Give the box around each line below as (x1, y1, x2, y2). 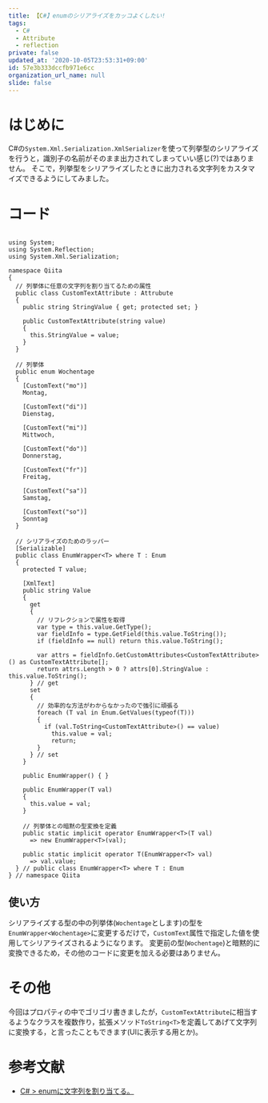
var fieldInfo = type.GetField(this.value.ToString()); (37, 630, 227, 638)
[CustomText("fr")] (22, 466, 88, 474)
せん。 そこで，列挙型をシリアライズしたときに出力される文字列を (8, 163, 227, 173)
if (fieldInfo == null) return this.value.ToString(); (37, 638, 224, 646)
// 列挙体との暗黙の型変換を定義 (22, 823, 118, 831)
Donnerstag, (22, 452, 62, 461)
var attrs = (37, 651, 78, 659)
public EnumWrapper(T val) (22, 786, 113, 794)
